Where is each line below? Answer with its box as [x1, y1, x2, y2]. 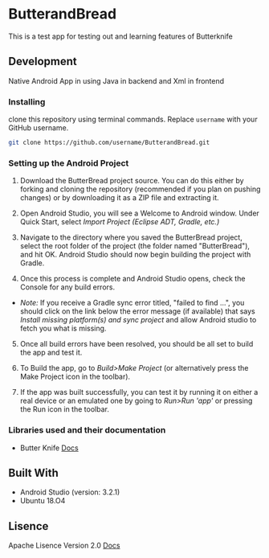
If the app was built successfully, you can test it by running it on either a [19, 388, 259, 397]
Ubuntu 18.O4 [19, 496, 66, 506]
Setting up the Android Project [8, 158, 129, 169]
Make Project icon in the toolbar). [19, 371, 131, 382]
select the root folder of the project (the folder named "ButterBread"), [19, 241, 251, 251]
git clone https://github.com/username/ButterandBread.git [8, 138, 210, 147]
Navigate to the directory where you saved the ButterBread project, [19, 232, 243, 242]
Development [8, 55, 78, 68]
